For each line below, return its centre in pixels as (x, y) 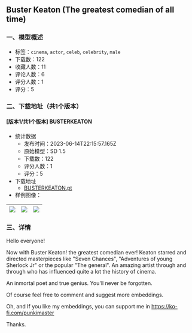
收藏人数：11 (30, 67)
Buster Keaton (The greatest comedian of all (90, 10)
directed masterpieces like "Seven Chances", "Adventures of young (89, 259)
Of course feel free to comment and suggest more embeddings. (85, 295)
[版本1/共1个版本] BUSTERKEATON (49, 122)
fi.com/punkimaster (30, 313)
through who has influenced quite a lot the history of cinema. (81, 272)
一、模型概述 (25, 37)
